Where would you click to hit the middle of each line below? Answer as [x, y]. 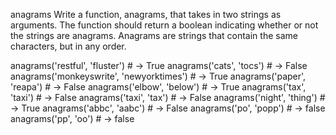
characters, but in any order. [68, 46]
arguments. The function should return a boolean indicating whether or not [164, 25]
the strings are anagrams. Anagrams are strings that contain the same [154, 35]
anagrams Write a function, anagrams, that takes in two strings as [146, 14]
